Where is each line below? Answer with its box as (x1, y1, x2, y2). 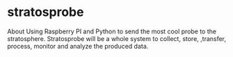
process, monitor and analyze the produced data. (7, 42, 149, 50)
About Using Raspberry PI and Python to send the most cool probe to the (7, 27, 217, 35)
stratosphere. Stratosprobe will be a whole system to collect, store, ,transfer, (7, 34, 227, 42)
